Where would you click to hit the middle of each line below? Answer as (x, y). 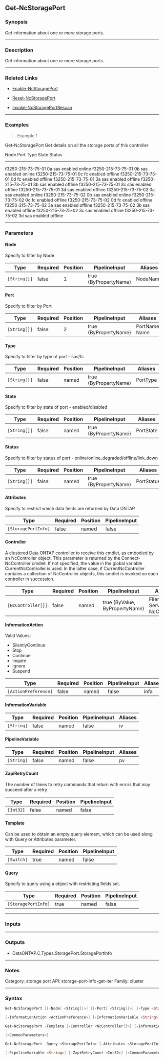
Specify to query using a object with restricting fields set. (63, 884)
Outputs (15, 942)
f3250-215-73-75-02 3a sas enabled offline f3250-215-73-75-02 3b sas (77, 205)
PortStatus (148, 481)
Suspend (21, 671)
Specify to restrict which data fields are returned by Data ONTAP (70, 508)
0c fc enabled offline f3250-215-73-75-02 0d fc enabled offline (89, 200)
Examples (17, 125)
